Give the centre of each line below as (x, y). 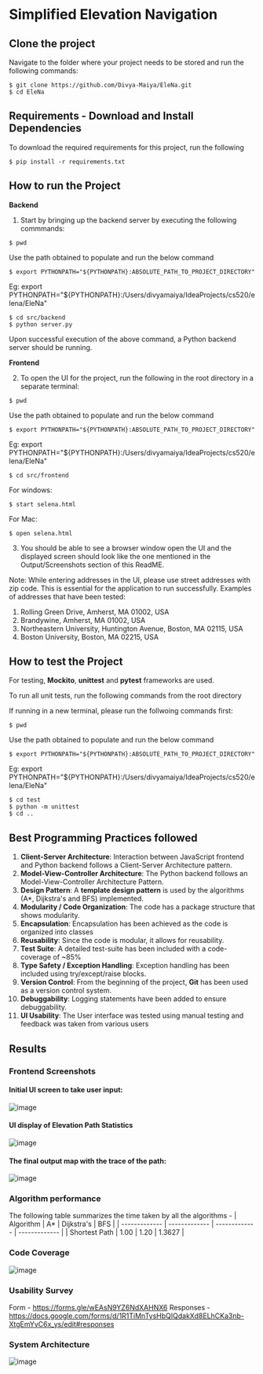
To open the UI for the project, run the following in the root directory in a (137, 378)
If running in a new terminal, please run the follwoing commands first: (121, 711)
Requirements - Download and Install (101, 116)
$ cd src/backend (37, 317)
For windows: (31, 490)
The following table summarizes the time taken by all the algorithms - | (123, 1216)
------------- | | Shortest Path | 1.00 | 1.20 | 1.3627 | (101, 1232)
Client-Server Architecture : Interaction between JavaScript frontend (132, 857)
